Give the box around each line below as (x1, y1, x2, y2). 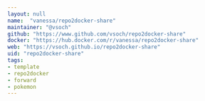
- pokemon (7, 83, 37, 90)
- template (7, 63, 40, 70)
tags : (7, 57, 23, 64)
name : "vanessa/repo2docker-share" (7, 17, 116, 24)
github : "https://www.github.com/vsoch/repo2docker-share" (7, 30, 186, 38)
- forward (7, 76, 37, 84)
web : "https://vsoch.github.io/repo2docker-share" (7, 43, 161, 51)
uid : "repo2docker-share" (7, 51, 84, 58)
